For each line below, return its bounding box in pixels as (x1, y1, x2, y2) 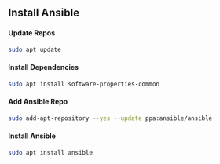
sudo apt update (8, 46, 61, 53)
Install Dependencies (8, 63, 79, 72)
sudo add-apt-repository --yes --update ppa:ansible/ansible (8, 114, 213, 122)
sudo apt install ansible (8, 148, 93, 156)
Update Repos (8, 27, 56, 38)
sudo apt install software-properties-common (8, 80, 159, 88)
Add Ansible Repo (8, 97, 68, 107)
